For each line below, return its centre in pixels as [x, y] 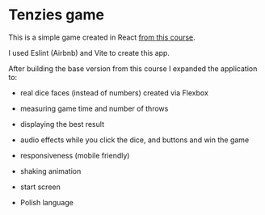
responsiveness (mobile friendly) [75, 155]
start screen [40, 187]
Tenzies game [57, 15]
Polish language [47, 202]
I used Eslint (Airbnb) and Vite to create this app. [89, 53]
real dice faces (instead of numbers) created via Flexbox [114, 93]
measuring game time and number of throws [94, 108]
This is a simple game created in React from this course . [102, 37]
